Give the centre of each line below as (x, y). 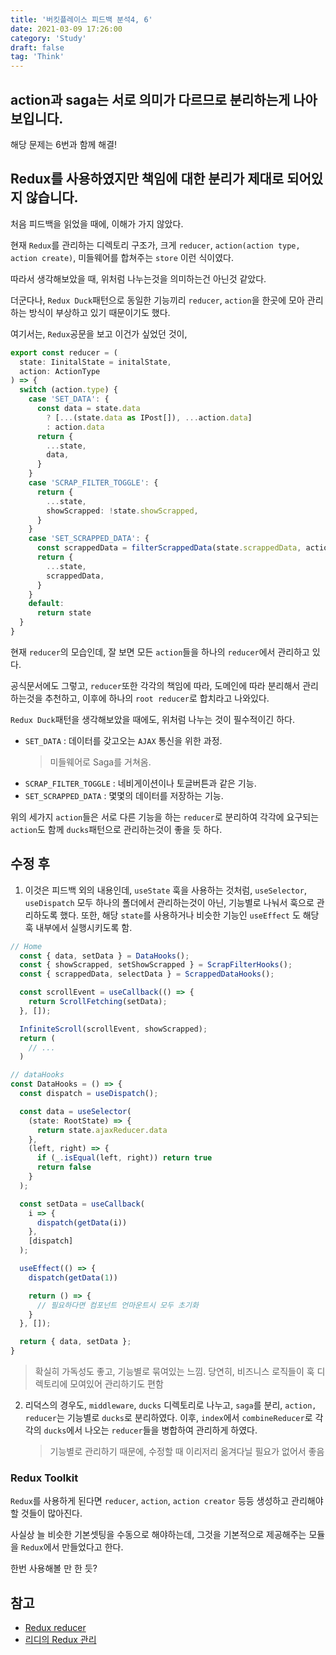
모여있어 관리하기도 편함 (116, 1384)
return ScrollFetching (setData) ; (98, 1002)
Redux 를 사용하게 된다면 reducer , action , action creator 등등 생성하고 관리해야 (167, 1501)
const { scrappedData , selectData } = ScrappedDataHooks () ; (147, 974)
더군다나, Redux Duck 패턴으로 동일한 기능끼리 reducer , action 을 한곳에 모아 (157, 300)
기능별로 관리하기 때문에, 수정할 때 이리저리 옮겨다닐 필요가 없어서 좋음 (187, 1452)
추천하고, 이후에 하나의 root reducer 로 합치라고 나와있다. (157, 698)
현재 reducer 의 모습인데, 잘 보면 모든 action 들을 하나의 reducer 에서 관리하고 (160, 652)
